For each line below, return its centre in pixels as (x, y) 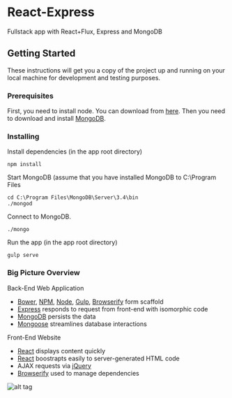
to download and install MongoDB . (57, 119)
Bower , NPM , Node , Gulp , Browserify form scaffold (90, 302)
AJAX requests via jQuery (54, 366)
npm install (24, 165)
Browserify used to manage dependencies (78, 373)
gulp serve (23, 256)
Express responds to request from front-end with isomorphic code (113, 309)
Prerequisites (30, 96)
